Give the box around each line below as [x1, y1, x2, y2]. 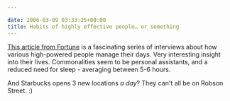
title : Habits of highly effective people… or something [7, 23, 180, 30]
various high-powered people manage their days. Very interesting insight [7, 50, 221, 59]
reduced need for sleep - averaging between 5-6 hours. [7, 65, 171, 73]
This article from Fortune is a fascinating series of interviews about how [7, 42, 218, 51]
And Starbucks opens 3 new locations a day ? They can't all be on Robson [7, 78, 224, 87]
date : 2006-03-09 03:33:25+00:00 [7, 16, 106, 23]
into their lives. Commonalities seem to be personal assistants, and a [7, 57, 208, 66]
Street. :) [7, 86, 33, 95]
